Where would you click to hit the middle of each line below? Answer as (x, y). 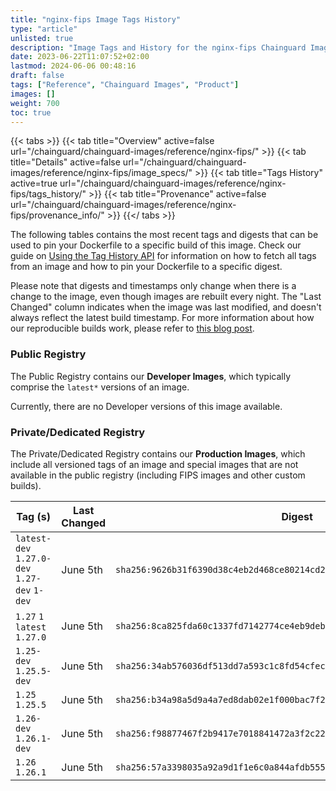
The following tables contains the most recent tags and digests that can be (164, 235)
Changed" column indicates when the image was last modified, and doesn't (166, 307)
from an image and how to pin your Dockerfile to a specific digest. (146, 267)
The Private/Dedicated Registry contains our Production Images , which (158, 453)
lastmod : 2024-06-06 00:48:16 (73, 66)
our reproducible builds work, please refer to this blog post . (132, 328)
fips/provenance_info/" (57, 215)
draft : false (37, 76)
